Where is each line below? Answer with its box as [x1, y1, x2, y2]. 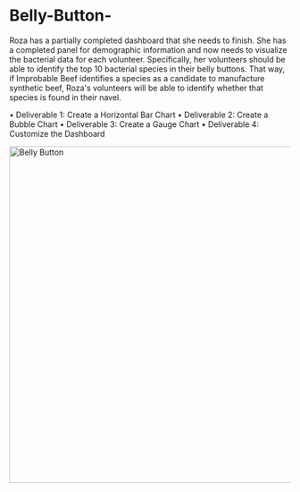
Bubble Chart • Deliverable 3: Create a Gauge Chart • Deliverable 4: [9, 118, 260, 130]
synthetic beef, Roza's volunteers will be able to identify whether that [9, 82, 263, 93]
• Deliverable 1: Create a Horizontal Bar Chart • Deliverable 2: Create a [9, 109, 269, 120]
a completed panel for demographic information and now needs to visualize [9, 44, 287, 55]
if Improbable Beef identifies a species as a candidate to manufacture [9, 72, 265, 83]
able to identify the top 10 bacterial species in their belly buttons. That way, [9, 64, 286, 74]
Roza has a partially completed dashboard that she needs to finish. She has [9, 35, 287, 46]
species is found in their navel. [9, 91, 122, 103]
